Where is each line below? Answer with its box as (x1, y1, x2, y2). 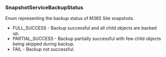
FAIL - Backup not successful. (12, 46, 75, 52)
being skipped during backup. (12, 41, 75, 47)
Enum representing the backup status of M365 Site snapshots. (5, 15, 134, 21)
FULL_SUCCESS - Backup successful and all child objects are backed (12, 25, 157, 31)
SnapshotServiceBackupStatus (5, 4, 84, 11)
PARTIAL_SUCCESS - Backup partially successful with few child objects (12, 35, 161, 41)
